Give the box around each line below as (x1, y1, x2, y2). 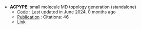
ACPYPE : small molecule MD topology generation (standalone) (9, 4, 137, 10)
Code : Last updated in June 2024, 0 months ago (17, 9, 116, 15)
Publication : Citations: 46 (17, 14, 69, 19)
